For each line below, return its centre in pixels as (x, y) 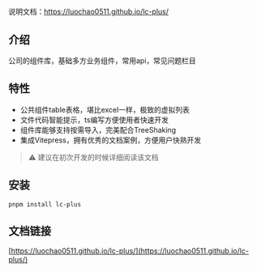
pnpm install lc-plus (45, 204)
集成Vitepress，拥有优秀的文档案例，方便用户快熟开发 (111, 140)
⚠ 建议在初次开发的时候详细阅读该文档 (94, 157)
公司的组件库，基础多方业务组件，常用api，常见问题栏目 (102, 61)
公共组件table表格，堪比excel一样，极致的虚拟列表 (105, 109)
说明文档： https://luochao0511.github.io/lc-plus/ (88, 12)
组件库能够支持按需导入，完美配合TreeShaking (98, 130)
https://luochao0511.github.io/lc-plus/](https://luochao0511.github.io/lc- (130, 251)
